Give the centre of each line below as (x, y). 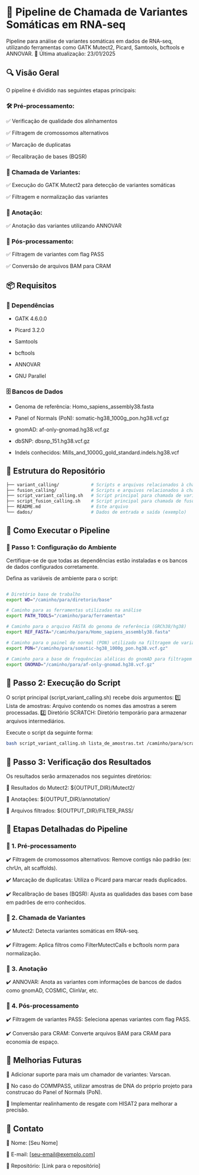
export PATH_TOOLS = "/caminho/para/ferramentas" (66, 616)
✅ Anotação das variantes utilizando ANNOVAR (64, 226)
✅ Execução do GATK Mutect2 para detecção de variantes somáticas (91, 185)
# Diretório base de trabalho (44, 594)
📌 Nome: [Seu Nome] (32, 1143)
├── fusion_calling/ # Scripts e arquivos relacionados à (95, 490)
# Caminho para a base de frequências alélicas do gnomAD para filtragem (99, 659)
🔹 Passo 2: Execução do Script (63, 683)
